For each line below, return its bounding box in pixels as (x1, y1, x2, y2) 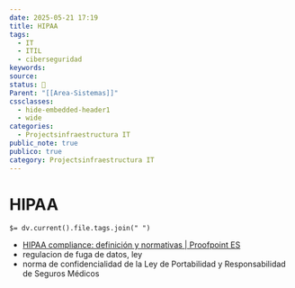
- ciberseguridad (17, 55, 83, 64)
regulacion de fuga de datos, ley (22, 249, 143, 260)
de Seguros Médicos (22, 268, 100, 279)
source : (9, 72, 39, 81)
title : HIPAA (9, 22, 58, 31)
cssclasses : (9, 96, 54, 106)
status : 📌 (9, 80, 47, 89)
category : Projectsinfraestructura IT (9, 155, 155, 165)
